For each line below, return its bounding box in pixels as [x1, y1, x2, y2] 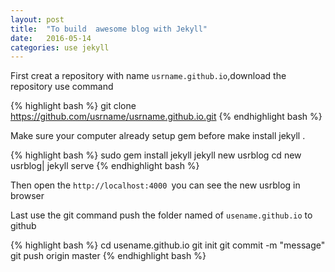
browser [10, 190, 45, 202]
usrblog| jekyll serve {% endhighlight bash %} [10, 160, 200, 172]
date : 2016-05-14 [10, 33, 92, 43]
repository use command [10, 81, 114, 93]
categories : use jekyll [10, 42, 110, 53]
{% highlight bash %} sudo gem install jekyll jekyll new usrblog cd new [10, 149, 302, 161]
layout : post [10, 14, 65, 25]
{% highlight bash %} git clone [10, 100, 137, 112]
